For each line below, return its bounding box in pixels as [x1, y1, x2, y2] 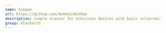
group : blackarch [5, 20, 41, 26]
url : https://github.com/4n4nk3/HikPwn [5, 12, 87, 16]
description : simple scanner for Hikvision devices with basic [5, 16, 138, 21]
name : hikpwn [5, 7, 32, 12]
